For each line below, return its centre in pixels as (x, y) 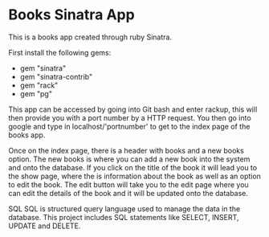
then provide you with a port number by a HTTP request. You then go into (130, 117)
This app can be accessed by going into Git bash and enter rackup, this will (133, 109)
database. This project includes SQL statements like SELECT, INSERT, (124, 217)
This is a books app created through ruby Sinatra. (90, 37)
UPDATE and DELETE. (45, 226)
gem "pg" (36, 93)
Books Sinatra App (71, 15)
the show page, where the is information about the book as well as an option (134, 176)
